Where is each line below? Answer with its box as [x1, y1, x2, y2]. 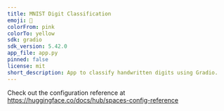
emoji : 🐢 [7, 17, 33, 24]
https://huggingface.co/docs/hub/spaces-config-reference [7, 96, 179, 104]
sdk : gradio [7, 37, 42, 44]
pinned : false [7, 56, 49, 63]
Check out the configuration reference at [7, 89, 126, 97]
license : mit [7, 63, 46, 70]
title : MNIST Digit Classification [7, 10, 112, 18]
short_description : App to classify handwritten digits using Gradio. [7, 69, 218, 76]
